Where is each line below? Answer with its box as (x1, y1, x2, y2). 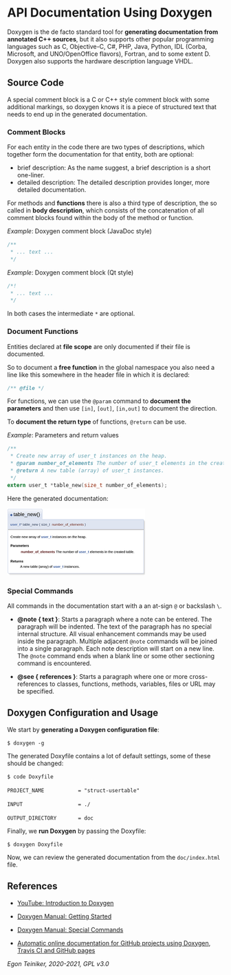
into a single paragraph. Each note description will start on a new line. (16, 644, 214, 653)
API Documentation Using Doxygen (7, 5, 212, 21)
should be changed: (7, 759, 64, 767)
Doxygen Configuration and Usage (7, 707, 159, 719)
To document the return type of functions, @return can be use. (7, 417, 187, 426)
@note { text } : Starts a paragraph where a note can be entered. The (16, 615, 212, 624)
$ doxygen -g (7, 740, 45, 747)
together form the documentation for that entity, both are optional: (7, 150, 195, 159)
